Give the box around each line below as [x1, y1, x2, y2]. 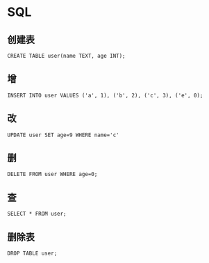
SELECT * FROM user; [7, 210, 67, 218]
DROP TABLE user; [7, 250, 58, 257]
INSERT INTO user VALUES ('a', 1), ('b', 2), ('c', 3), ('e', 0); [7, 92, 203, 99]
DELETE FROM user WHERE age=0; [7, 171, 98, 178]
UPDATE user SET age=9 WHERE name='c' [7, 131, 119, 138]
